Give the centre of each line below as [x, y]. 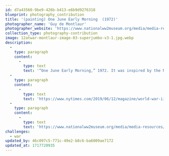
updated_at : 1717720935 [30, 146]
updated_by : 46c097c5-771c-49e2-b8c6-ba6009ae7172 [59, 141]
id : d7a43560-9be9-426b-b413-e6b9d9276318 [50, 10]
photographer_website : [29, 29]
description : [19, 43]
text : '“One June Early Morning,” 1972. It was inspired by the [92, 71]
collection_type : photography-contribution [52, 33]
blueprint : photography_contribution [45, 15]
